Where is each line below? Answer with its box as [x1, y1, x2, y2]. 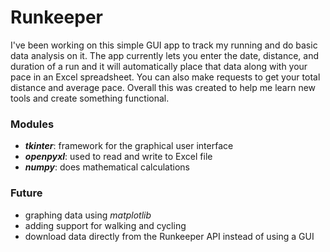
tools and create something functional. [10, 92, 170, 104]
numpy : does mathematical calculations [24, 161, 190, 173]
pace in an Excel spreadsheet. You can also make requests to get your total [10, 71, 321, 83]
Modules [10, 117, 55, 131]
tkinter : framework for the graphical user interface [24, 140, 234, 152]
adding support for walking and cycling [24, 219, 187, 231]
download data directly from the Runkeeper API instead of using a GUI [24, 230, 315, 242]
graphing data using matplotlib [24, 209, 152, 221]
